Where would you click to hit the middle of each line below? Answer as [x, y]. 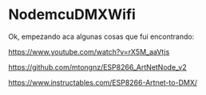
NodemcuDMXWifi [72, 15]
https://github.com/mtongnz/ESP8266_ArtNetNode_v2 [97, 67]
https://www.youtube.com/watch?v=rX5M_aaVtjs [89, 51]
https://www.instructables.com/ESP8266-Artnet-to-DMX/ [103, 82]
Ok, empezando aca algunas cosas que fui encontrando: [101, 36]
